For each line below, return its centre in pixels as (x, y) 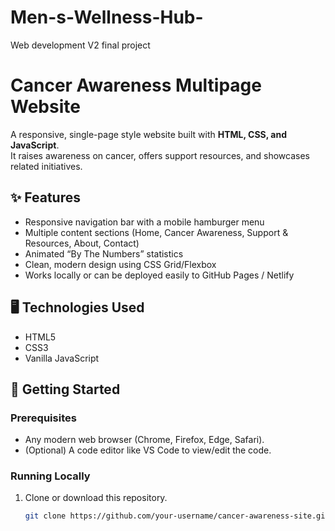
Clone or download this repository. (96, 498)
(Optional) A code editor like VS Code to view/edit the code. (148, 450)
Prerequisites (43, 418)
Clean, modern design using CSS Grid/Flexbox (120, 264)
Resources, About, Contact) (82, 243)
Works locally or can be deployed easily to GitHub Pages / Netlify (159, 275)
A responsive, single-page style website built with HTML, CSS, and (148, 134)
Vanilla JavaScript (62, 358)
